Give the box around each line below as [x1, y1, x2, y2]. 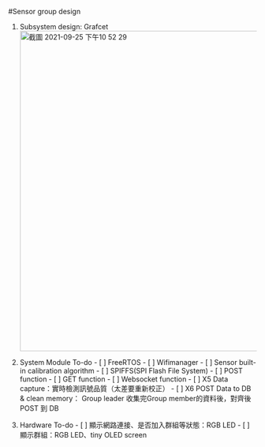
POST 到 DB [19, 404, 59, 413]
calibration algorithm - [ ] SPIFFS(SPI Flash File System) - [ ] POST [27, 366, 243, 375]
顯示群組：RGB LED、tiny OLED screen [19, 430, 147, 439]
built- [239, 358, 256, 366]
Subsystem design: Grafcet [19, 22, 109, 31]
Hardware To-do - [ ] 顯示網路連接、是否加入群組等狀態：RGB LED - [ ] [19, 420, 250, 430]
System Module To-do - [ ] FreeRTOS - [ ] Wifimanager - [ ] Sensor [19, 358, 238, 366]
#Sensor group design [8, 7, 81, 16]
